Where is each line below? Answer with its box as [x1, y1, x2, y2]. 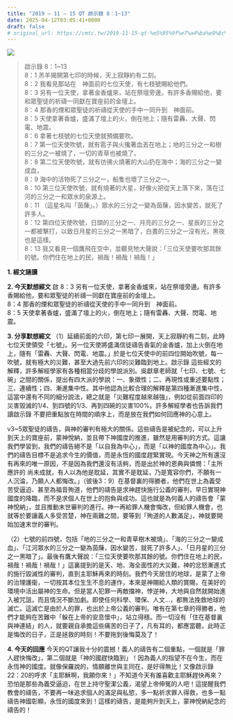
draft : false [7, 23, 45, 30]
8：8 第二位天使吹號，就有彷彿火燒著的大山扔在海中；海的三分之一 [24, 157, 216, 166]
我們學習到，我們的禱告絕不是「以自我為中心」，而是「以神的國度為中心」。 [7, 442, 220, 451]
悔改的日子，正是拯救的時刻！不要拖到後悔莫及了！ [12, 631, 159, 639]
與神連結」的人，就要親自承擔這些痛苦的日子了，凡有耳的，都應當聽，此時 [7, 622, 220, 630]
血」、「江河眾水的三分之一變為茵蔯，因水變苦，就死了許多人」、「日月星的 [7, 544, 214, 552]
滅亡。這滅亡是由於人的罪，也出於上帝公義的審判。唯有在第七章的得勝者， [7, 604, 220, 612]
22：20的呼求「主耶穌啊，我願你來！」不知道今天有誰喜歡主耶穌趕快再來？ [7, 671, 223, 680]
